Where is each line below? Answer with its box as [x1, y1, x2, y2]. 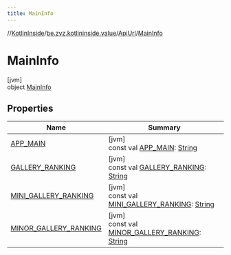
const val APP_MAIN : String [108, 143, 198, 153]
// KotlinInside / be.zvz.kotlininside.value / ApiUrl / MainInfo [7, 29, 163, 37]
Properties [7, 102, 54, 114]
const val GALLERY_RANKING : [108, 162, 207, 172]
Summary [148, 123, 181, 132]
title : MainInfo [7, 10, 54, 17]
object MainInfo [7, 83, 52, 91]
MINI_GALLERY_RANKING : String [108, 199, 214, 209]
